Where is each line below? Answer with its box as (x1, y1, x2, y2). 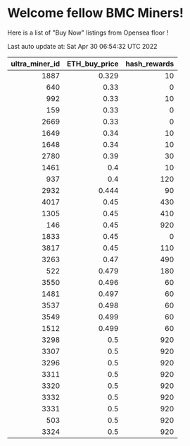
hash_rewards (125, 59, 175, 69)
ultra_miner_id (11, 59, 61, 69)
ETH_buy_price (66, 59, 119, 69)
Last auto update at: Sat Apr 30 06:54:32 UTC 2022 (7, 42, 158, 50)
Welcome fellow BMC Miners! (7, 5, 184, 21)
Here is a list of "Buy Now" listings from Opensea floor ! (7, 28, 169, 37)
